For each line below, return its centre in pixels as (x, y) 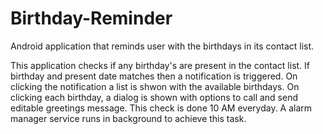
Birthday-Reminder (91, 18)
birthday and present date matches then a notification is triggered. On (154, 76)
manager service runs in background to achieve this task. (128, 118)
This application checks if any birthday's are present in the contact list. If (160, 65)
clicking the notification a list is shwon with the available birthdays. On (155, 86)
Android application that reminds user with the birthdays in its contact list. (162, 46)
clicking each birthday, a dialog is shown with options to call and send (154, 97)
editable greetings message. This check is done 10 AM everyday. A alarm (161, 108)
